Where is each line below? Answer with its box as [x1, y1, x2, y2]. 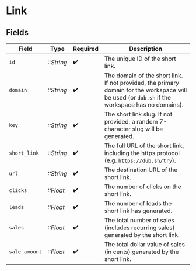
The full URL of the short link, [104, 142, 184, 150]
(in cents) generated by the [104, 248, 179, 256]
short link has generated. [104, 207, 173, 215]
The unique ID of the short [104, 54, 176, 63]
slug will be [132, 125, 163, 133]
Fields [6, 28, 29, 37]
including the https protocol [104, 149, 180, 157]
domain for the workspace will [104, 86, 187, 94]
